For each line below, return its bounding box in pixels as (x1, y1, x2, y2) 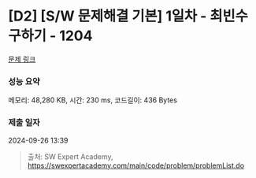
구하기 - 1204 (8, 27, 93, 45)
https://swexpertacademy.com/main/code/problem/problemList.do (27, 161, 245, 170)
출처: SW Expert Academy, (27, 151, 113, 161)
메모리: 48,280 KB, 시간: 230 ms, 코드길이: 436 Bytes (8, 95, 177, 105)
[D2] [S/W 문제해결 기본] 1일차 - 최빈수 (8, 7, 248, 25)
